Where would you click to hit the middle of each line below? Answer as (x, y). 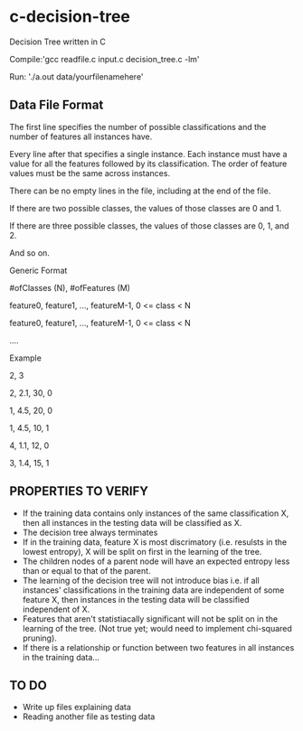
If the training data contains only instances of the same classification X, (156, 513)
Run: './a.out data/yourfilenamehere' (76, 76)
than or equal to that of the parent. (86, 570)
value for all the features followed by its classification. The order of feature (148, 164)
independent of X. (56, 609)
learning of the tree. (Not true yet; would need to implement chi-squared (157, 628)
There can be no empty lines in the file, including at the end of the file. (140, 191)
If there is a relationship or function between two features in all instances (158, 647)
